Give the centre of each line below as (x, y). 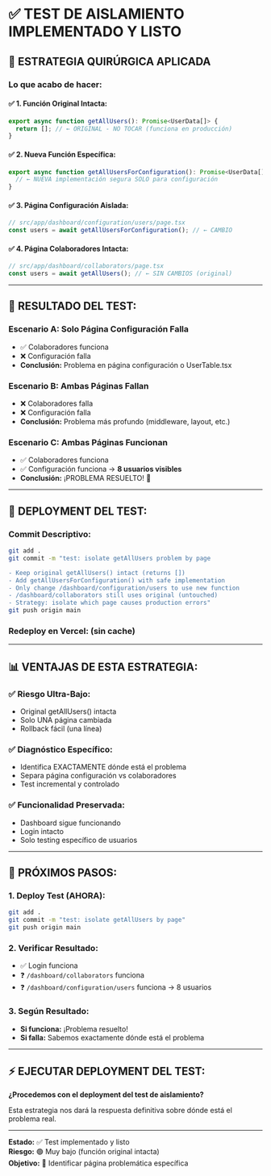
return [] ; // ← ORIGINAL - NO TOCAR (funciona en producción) (124, 129)
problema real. (32, 1119)
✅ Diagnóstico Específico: (60, 749)
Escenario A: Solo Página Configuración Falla (99, 329)
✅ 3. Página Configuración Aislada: (69, 205)
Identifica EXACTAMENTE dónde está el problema (103, 767)
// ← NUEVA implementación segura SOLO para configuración (117, 179)
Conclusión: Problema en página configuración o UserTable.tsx (126, 365)
